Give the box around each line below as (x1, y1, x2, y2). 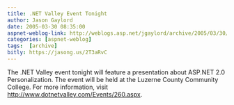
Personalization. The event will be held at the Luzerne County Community (7, 75, 219, 83)
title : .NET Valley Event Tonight (7, 10, 108, 17)
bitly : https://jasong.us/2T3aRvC (7, 49, 108, 56)
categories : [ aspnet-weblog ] (7, 36, 92, 43)
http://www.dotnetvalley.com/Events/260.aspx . (7, 90, 143, 98)
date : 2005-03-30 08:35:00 (7, 23, 86, 30)
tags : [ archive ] (7, 42, 58, 49)
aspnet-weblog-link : (7, 29, 68, 37)
